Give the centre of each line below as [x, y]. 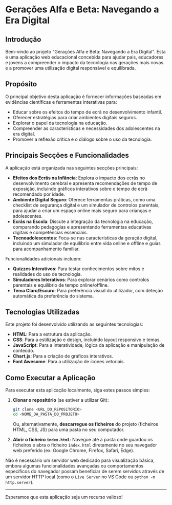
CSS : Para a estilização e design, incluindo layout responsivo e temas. [87, 340]
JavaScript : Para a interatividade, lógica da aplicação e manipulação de [89, 345]
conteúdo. [24, 351]
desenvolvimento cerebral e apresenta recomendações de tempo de [85, 183]
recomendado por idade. [39, 194]
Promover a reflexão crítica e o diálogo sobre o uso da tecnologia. [82, 139]
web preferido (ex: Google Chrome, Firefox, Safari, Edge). [73, 450]
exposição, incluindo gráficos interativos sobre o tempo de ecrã [80, 189]
